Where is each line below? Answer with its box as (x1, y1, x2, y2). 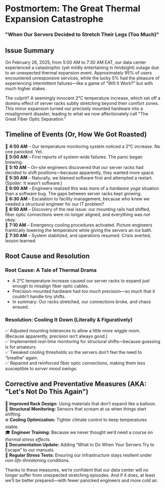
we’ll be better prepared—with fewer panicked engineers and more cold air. (5, 477, 159, 483)
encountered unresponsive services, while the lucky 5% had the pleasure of (5, 75, 160, 81)
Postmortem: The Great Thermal (5, 3, 140, 14)
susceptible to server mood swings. (5, 365, 78, 371)
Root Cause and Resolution (5, 252, 90, 260)
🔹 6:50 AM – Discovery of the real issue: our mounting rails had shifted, (5, 206, 151, 212)
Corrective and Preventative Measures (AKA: (5, 380, 147, 388)
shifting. (5, 411, 22, 417)
